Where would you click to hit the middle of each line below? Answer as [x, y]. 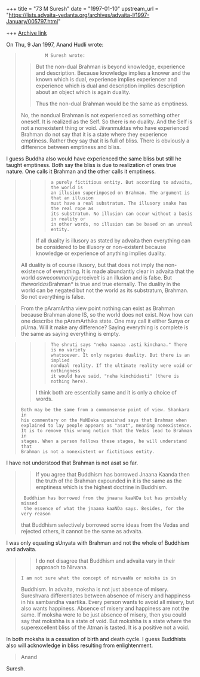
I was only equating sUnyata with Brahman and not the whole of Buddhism [98, 543]
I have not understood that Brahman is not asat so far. [72, 463]
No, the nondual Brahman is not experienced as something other [100, 115]
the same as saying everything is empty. [70, 334]
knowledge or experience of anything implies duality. [101, 253]
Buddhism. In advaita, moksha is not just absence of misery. [95, 589]
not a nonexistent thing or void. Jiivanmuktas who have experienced [105, 128]
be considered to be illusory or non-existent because [101, 247]
